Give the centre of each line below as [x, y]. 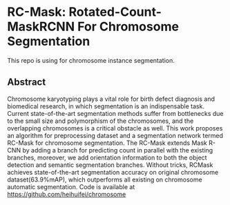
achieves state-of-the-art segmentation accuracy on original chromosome [113, 172]
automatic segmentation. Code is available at [71, 186]
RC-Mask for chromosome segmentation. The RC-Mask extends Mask [107, 143]
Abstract [27, 82]
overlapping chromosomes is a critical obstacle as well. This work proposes [115, 128]
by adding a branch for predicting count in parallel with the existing [118, 150]
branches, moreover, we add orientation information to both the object [107, 157]
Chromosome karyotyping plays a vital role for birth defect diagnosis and [111, 99]
